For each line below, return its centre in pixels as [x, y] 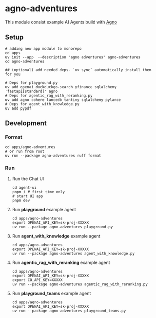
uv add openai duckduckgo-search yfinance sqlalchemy [61, 87]
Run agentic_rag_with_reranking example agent [61, 262]
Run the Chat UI [28, 179]
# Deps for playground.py [31, 83]
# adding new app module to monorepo [43, 49]
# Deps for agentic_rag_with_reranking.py [49, 96]
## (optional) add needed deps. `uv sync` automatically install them [78, 70]
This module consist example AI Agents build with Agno [61, 22]
